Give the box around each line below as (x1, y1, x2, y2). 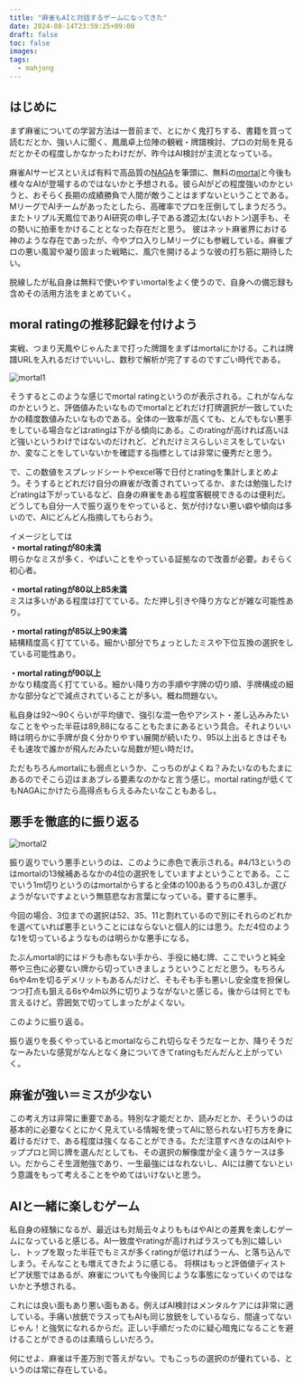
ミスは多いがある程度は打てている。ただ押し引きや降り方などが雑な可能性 (9, 595, 286, 606)
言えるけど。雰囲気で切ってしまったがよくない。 (9, 997, 189, 1008)
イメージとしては (9, 531, 73, 541)
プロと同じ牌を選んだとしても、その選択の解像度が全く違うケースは (24, 1147, 277, 1158)
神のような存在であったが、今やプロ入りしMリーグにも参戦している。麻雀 (9, 234, 285, 245)
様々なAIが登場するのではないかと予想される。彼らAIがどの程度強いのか (9, 178, 278, 189)
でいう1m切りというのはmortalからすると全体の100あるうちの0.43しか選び (9, 880, 287, 890)
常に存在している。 (40, 1364, 113, 1375)
